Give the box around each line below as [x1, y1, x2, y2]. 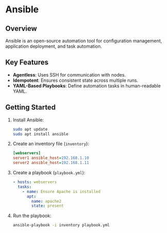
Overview [5, 24, 38, 33]
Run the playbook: [12, 212, 51, 219]
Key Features [5, 58, 49, 67]
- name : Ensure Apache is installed [22, 189, 101, 194]
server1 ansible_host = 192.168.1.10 [12, 155, 89, 160]
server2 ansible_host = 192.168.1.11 [12, 160, 89, 166]
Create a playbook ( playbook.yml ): [12, 170, 86, 175]
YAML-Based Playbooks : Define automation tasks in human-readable [12, 82, 161, 88]
